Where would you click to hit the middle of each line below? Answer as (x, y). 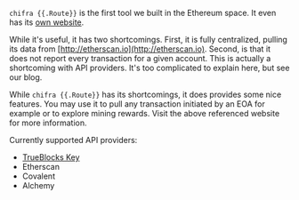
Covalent (39, 176)
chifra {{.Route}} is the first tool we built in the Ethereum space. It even (143, 13)
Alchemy (38, 185)
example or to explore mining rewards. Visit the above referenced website (145, 113)
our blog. (26, 77)
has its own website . (47, 22)
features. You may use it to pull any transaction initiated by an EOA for (137, 104)
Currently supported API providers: (73, 140)
